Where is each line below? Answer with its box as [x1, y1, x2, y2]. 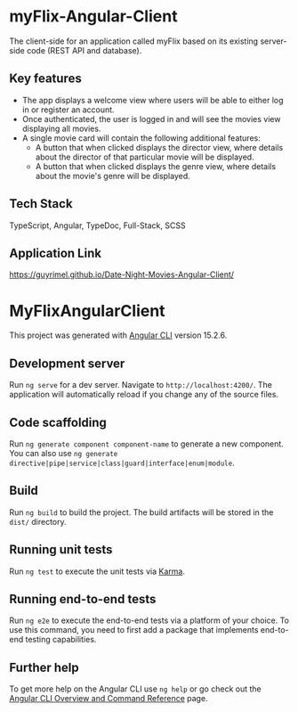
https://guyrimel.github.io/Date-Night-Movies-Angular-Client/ [9, 269, 234, 280]
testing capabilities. [25, 634, 97, 645]
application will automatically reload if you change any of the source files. [9, 389, 278, 400]
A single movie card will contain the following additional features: [21, 132, 261, 143]
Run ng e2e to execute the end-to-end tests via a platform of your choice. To [9, 615, 290, 626]
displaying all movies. [21, 123, 101, 134]
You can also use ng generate [9, 447, 118, 458]
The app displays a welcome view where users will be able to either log [21, 94, 284, 105]
